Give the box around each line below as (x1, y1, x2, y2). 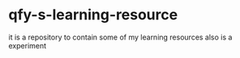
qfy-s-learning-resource (8, 6, 178, 24)
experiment (8, 40, 47, 50)
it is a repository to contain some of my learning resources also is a (8, 32, 233, 42)
